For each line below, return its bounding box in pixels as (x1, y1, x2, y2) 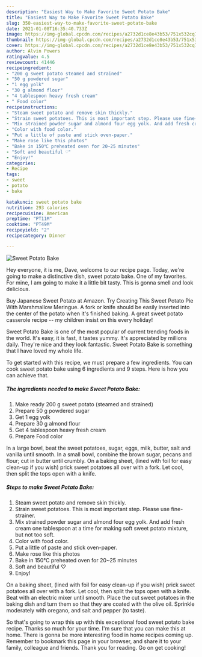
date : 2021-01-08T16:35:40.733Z (6, 25, 87, 32)
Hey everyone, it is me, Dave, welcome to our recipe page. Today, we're (6, 266, 185, 273)
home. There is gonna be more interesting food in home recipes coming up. (6, 631, 194, 638)
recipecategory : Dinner (6, 233, 66, 239)
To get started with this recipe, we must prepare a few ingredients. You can (6, 359, 192, 366)
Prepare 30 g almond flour (14, 420, 81, 427)
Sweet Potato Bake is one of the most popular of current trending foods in (6, 328, 189, 335)
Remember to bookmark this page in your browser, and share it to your (6, 637, 182, 645)
